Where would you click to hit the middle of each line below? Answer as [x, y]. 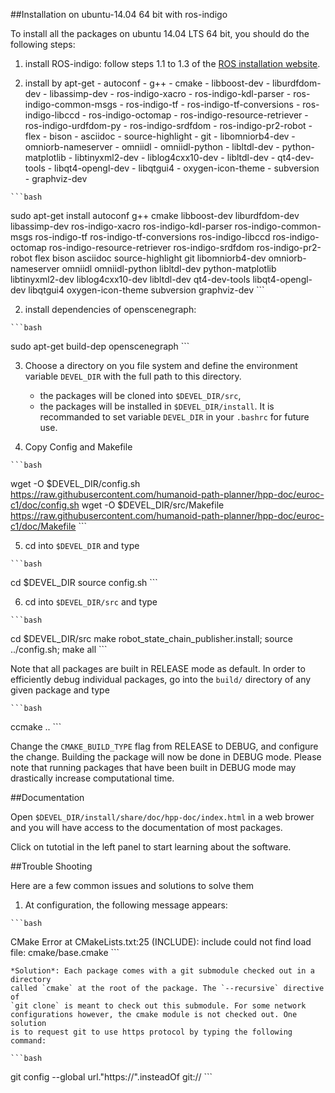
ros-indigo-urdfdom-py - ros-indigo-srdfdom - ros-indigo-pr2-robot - [168, 125]
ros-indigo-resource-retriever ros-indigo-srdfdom [151, 247]
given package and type [60, 690]
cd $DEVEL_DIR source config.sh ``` [84, 582]
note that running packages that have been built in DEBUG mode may [153, 767]
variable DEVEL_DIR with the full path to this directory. [133, 376]
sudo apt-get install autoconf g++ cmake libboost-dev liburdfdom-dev [155, 215]
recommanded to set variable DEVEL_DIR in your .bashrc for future [174, 417]
